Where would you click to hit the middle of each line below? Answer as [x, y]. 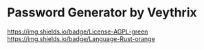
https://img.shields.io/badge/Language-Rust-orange [81, 38]
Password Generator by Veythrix [102, 13]
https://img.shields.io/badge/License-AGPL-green [78, 32]
